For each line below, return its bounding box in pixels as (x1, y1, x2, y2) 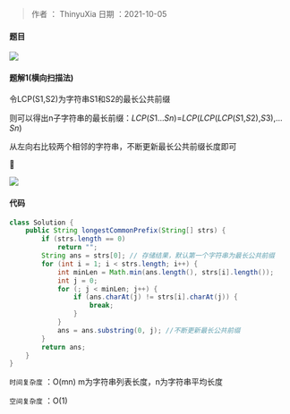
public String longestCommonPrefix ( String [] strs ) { (25, 226, 226, 235)
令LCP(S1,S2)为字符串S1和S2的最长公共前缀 (9, 94, 171, 105)
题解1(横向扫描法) (9, 72, 74, 83)
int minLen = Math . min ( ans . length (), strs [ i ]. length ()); (56, 267, 275, 276)
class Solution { (9, 218, 74, 227)
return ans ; (41, 342, 87, 351)
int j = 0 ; (56, 276, 98, 285)
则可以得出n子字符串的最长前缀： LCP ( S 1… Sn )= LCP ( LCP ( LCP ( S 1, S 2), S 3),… (9, 113, 284, 123)
